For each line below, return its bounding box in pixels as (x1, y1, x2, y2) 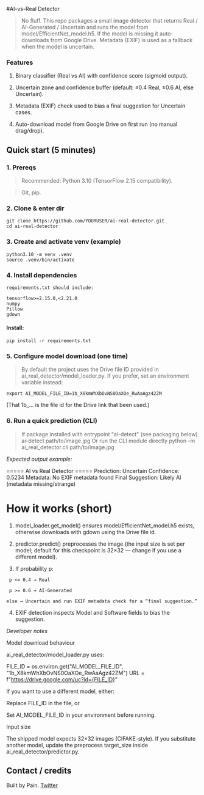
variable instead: (21, 379, 63, 386)
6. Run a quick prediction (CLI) (6, 417, 97, 425)
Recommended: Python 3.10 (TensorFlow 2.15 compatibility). (21, 177, 173, 184)
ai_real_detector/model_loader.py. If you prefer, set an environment (21, 372, 189, 379)
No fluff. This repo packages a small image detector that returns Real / (21, 17, 198, 24)
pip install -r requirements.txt (6, 338, 91, 344)
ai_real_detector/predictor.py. (6, 748, 80, 755)
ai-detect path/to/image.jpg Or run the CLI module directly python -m (21, 437, 195, 444)
